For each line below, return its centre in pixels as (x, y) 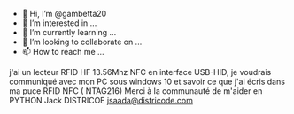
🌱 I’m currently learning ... (69, 32)
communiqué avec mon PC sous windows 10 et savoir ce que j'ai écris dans (147, 81)
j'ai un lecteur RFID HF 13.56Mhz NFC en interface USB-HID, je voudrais (140, 72)
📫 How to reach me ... (63, 52)
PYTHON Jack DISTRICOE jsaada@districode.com (101, 100)
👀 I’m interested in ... (59, 23)
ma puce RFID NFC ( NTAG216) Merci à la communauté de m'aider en (136, 91)
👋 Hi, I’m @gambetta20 (64, 14)
